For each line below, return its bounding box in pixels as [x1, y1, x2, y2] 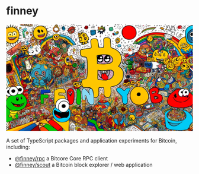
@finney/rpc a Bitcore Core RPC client [14, 154, 108, 162]
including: [6, 143, 31, 150]
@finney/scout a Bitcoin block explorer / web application [14, 161, 153, 168]
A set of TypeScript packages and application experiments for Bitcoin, [6, 137, 177, 144]
